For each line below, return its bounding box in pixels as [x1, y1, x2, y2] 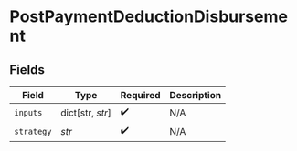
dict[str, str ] [60, 106, 112, 119]
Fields [9, 62, 46, 77]
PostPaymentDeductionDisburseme [9, 6, 288, 27]
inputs [14, 107, 43, 117]
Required [120, 89, 162, 101]
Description [169, 89, 222, 101]
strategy [14, 126, 52, 136]
